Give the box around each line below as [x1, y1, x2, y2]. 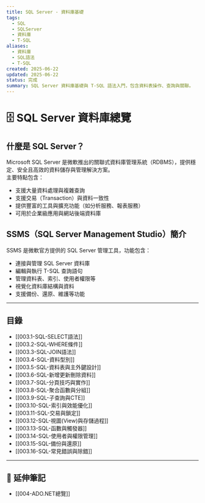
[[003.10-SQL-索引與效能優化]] [15, 402, 93, 409]
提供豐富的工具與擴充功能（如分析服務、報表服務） [15, 202, 144, 209]
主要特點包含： [6, 174, 44, 181]
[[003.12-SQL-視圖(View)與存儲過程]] [15, 417, 109, 424]
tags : [6, 15, 20, 21]
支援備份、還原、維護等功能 [15, 290, 85, 297]
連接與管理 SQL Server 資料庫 [15, 259, 90, 266]
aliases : [6, 43, 29, 50]
